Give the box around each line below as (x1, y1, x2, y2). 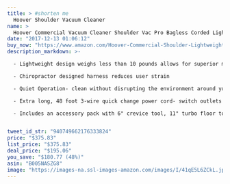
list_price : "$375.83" (7, 141, 72, 148)
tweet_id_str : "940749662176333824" (7, 128, 112, 135)
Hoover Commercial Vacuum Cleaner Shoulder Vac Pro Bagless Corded (13, 29, 210, 36)
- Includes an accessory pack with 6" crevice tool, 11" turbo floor (13, 110, 216, 117)
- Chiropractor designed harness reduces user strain (13, 73, 170, 79)
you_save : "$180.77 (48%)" (7, 153, 84, 161)
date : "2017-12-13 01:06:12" (7, 36, 90, 42)
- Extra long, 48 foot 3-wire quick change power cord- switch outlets (13, 97, 222, 105)
